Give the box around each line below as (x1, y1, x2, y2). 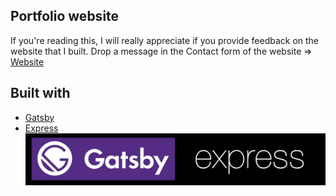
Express (24, 122, 59, 134)
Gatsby (24, 111, 55, 123)
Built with (10, 85, 71, 102)
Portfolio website (10, 8, 120, 25)
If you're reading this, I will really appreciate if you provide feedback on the (10, 34, 320, 46)
